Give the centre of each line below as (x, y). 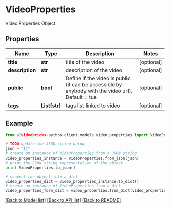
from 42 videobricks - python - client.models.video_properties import (77, 135)
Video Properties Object (30, 23)
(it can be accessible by (94, 84)
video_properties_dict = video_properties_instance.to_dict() (72, 181)
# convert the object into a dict (42, 177)
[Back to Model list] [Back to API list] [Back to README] (63, 200)
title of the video (85, 62)
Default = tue (81, 97)
